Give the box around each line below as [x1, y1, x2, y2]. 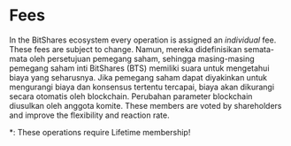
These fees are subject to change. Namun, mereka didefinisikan [9, 43, 242, 54]
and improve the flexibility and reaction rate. [9, 110, 170, 120]
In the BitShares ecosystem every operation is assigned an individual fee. [9, 35, 277, 45]
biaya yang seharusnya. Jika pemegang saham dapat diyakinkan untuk [9, 72, 268, 82]
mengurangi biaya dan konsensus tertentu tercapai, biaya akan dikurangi [9, 81, 275, 92]
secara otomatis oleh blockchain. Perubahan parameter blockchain [9, 90, 253, 102]
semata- [243, 43, 274, 54]
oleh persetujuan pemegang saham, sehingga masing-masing [29, 53, 255, 64]
